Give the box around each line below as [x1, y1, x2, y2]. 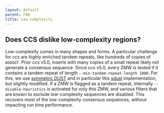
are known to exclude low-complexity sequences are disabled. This [5, 91, 144, 97]
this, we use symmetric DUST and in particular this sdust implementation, [5, 75, 157, 81]
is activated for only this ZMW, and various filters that [47, 86, 157, 92]
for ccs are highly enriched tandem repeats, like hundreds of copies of [5, 54, 151, 60]
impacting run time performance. [5, 102, 74, 108]
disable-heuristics [5, 87, 46, 92]
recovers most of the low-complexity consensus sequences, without [5, 96, 147, 103]
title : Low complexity [5, 17, 53, 22]
